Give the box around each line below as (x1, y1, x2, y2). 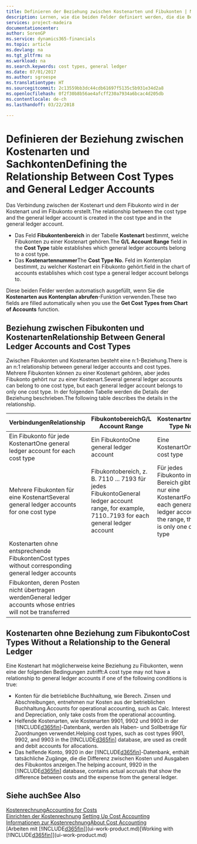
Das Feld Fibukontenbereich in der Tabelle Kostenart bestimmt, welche (14, 232, 189, 239)
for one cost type (9, 508, 57, 516)
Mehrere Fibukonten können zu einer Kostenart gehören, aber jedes (6, 369, 170, 377)
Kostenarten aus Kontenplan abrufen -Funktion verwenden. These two (6, 293, 177, 300)
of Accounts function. (6, 306, 60, 313)
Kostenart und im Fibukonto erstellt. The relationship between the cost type (6, 208, 186, 215)
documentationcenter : (6, 25, 59, 31)
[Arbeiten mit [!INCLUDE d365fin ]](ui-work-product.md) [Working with (6, 825, 174, 832)
